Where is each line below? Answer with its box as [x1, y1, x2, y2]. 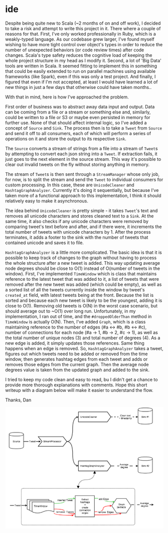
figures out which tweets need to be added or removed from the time [5, 351, 148, 357]
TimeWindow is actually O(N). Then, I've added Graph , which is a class [5, 318, 146, 325]
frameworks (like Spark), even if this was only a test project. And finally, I [5, 73, 156, 79]
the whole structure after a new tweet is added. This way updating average [5, 260, 160, 266]
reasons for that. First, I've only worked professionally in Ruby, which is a [5, 31, 156, 37]
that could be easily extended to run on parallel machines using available [5, 68, 156, 74]
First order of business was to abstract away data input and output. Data [5, 103, 155, 110]
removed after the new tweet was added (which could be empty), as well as [5, 281, 162, 287]
